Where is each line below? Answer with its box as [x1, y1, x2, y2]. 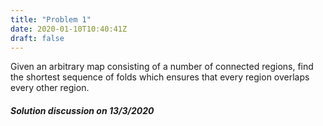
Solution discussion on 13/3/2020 [10, 104, 155, 116]
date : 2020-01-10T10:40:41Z [10, 24, 128, 34]
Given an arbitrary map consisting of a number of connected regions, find [10, 61, 314, 73]
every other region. [10, 82, 90, 94]
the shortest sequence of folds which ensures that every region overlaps [10, 71, 310, 83]
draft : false [10, 33, 65, 43]
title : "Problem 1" [10, 14, 92, 25]
